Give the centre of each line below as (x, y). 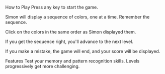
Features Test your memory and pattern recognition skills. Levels (72, 61)
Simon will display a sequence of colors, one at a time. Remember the (77, 17)
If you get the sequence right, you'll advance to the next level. (69, 41)
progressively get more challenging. (43, 66)
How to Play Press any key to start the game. (52, 7)
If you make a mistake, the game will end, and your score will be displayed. (83, 51)
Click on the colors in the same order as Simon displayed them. (71, 32)
